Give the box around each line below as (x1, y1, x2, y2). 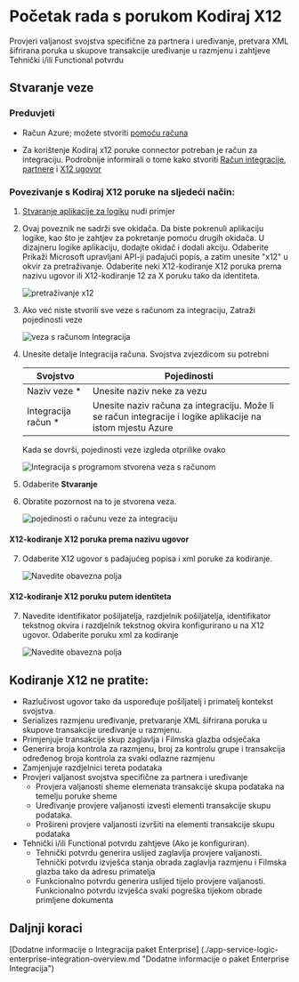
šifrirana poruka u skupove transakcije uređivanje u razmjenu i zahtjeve (9, 44, 271, 55)
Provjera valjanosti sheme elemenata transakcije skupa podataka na (35, 781, 285, 793)
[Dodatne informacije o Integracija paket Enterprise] (9, 944, 199, 954)
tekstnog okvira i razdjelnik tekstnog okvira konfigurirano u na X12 (21, 620, 265, 631)
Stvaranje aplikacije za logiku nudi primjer (21, 205, 175, 216)
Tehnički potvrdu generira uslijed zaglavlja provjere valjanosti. (35, 848, 263, 858)
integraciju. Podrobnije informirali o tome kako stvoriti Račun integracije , (21, 154, 287, 165)
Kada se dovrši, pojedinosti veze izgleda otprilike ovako (21, 444, 226, 455)
